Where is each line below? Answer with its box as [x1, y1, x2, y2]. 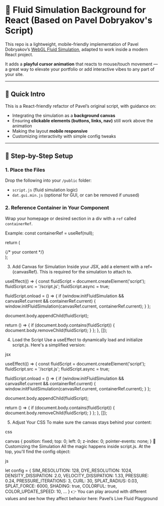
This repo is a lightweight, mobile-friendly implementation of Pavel [5, 41, 139, 47]
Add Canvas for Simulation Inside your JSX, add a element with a [12, 263, 143, 270]
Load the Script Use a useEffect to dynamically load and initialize [12, 336, 143, 343]
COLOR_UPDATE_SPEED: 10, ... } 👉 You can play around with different [5, 488, 147, 494]
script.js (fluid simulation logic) [12, 187, 78, 193]
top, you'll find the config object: [5, 448, 71, 454]
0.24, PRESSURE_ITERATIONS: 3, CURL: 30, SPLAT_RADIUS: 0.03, [5, 478, 138, 484]
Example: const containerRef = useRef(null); [5, 230, 94, 236]
